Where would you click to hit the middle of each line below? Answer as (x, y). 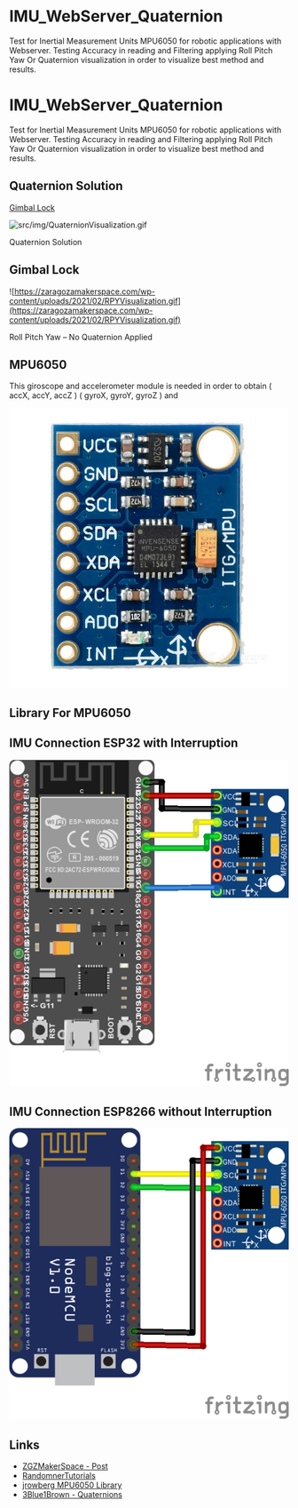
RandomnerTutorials (59, 1476)
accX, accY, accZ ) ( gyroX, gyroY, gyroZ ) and (94, 395)
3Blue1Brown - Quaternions (72, 1495)
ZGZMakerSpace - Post (65, 1466)
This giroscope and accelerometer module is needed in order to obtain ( (141, 386)
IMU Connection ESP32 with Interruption (124, 743)
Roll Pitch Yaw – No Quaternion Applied (81, 337)
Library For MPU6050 (70, 713)
